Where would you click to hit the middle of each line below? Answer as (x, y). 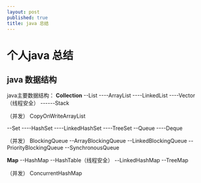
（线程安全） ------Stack (38, 103)
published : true (27, 18)
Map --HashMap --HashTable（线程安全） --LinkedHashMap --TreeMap (98, 160)
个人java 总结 (40, 55)
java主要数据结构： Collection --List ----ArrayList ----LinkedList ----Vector (101, 96)
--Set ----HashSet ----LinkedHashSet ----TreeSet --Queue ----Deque (95, 128)
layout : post (23, 12)
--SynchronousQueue (92, 148)
